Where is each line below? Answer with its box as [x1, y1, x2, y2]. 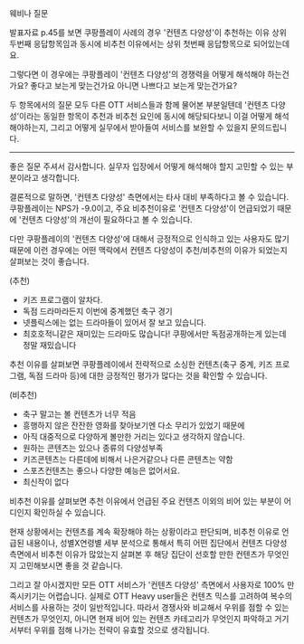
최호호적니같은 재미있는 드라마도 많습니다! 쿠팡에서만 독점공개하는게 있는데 [22, 328, 287, 339]
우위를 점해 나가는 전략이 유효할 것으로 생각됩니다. [33, 625, 210, 635]
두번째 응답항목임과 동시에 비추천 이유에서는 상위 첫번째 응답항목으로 [9, 39, 252, 49]
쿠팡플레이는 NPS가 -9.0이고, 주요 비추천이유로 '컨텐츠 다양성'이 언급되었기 [9, 203, 276, 213]
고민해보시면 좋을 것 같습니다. [18, 560, 124, 571]
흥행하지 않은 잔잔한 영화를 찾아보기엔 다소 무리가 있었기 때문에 [22, 420, 245, 431]
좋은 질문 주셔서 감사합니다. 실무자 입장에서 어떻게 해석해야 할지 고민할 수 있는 [9, 161, 285, 172]
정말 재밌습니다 [22, 340, 77, 350]
